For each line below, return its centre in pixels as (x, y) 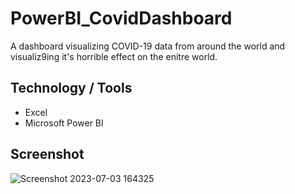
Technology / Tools (71, 88)
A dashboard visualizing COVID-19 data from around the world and (148, 46)
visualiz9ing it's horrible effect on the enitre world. (114, 56)
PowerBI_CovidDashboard (121, 18)
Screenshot (47, 154)
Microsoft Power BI (64, 123)
